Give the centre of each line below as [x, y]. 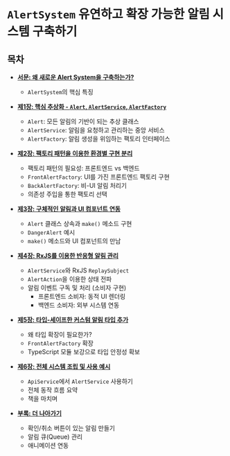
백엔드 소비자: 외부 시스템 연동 [79, 305]
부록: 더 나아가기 [39, 413]
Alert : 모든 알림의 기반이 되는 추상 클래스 [83, 121]
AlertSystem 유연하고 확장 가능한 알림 [108, 14]
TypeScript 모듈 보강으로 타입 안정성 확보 [84, 352]
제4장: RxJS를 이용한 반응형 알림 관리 [68, 256]
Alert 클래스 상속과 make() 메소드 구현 [80, 223]
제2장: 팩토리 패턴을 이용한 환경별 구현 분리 [75, 154]
